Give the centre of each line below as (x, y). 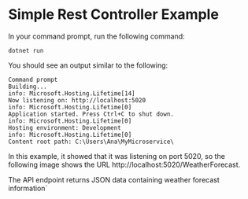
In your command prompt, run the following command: (96, 36)
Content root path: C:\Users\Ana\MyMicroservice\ (91, 142)
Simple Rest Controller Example (113, 15)
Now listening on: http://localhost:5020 (77, 100)
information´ (28, 188)
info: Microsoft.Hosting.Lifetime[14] (72, 93)
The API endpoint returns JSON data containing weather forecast (114, 179)
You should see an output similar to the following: (88, 65)
